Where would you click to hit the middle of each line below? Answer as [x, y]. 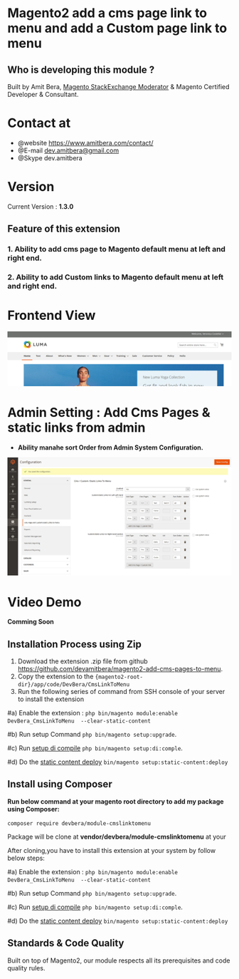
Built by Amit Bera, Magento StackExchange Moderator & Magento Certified [118, 87]
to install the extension [51, 699]
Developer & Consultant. [43, 94]
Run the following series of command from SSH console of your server [121, 692]
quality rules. [26, 968]
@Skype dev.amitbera [50, 157]
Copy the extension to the [55, 677]
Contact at [39, 123]
